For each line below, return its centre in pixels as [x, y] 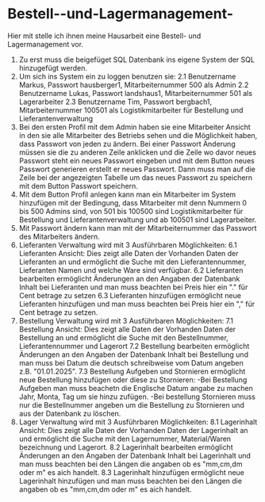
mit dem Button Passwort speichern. [78, 186]
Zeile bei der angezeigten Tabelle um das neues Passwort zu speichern [136, 177]
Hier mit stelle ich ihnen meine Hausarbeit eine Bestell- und [104, 36]
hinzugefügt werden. [53, 67]
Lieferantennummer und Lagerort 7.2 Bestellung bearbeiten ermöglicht [134, 346]
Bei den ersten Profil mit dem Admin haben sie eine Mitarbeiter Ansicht [134, 127]
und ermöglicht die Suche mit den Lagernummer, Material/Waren [125, 439]
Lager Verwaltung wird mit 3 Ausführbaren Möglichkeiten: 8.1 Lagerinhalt [138, 422]
